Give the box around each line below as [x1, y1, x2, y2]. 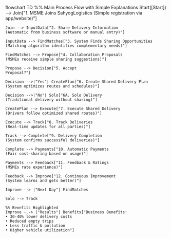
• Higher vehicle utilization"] [5, 228, 74, 233]
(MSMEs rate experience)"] [5, 164, 63, 170]
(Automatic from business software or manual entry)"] [5, 30, 125, 35]
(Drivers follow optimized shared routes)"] [5, 111, 102, 116]
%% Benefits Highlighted [5, 205, 59, 210]
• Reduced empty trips [5, 218, 54, 224]
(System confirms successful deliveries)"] [5, 138, 100, 143]
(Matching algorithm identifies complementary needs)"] [5, 43, 127, 48]
